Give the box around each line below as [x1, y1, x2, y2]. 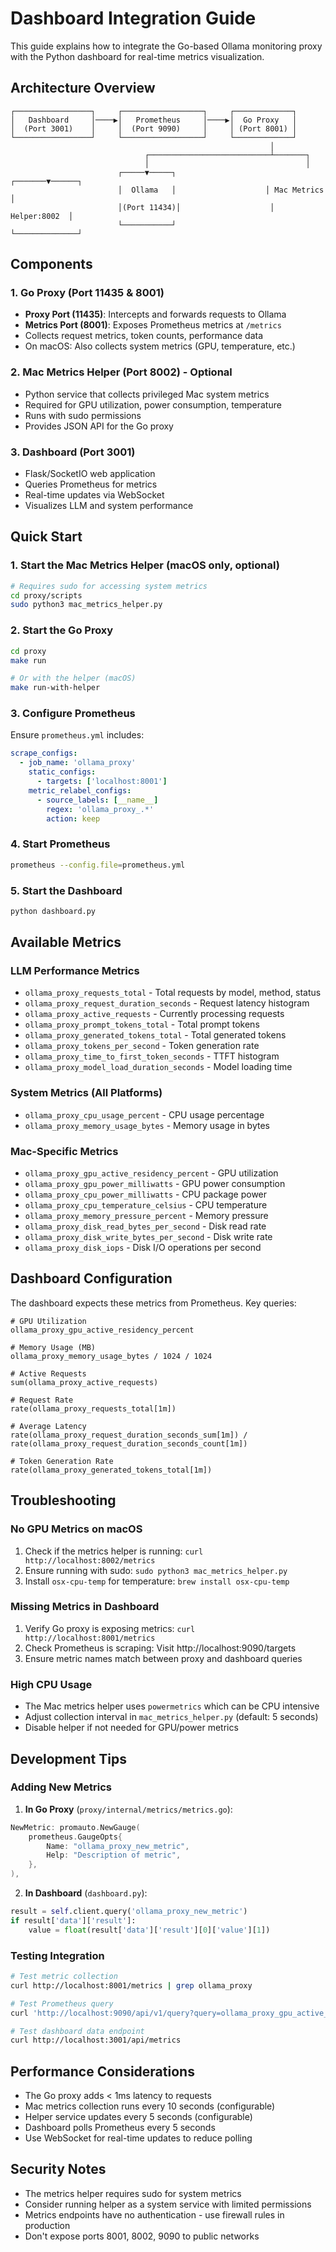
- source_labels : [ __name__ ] [36, 795, 159, 805]
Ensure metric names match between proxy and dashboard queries [24, 1652, 303, 1664]
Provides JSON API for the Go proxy [24, 420, 174, 432]
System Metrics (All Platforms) [10, 1086, 163, 1100]
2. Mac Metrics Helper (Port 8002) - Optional [10, 365, 233, 379]
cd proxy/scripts [10, 590, 83, 601]
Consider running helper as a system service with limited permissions [24, 2198, 312, 2210]
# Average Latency [10, 1421, 87, 1431]
